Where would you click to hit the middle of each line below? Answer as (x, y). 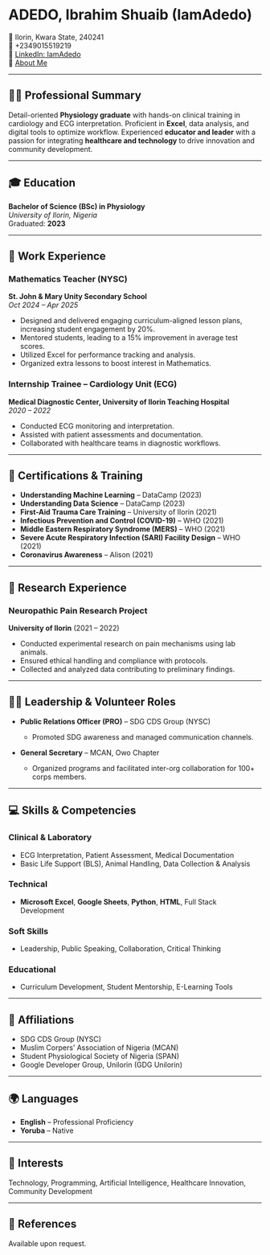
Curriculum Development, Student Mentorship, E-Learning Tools (126, 987)
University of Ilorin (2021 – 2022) (64, 628)
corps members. (59, 777)
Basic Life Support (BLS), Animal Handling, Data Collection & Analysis (135, 863)
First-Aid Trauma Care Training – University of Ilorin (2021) (118, 512)
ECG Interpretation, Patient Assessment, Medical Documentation (127, 855)
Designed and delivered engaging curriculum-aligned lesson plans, (131, 321)
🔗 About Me (28, 63)
